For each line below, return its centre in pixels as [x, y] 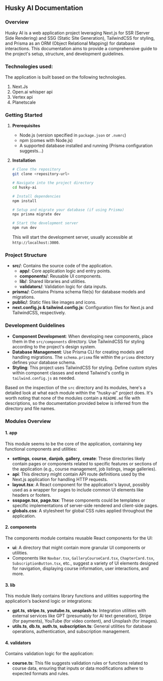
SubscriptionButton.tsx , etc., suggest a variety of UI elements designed [85, 563]
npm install [24, 201]
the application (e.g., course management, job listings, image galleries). [84, 469]
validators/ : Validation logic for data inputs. [63, 286]
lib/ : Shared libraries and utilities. [53, 282]
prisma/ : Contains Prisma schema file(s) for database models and [79, 292]
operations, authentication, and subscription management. [71, 631]
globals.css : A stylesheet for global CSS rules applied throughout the [82, 511]
